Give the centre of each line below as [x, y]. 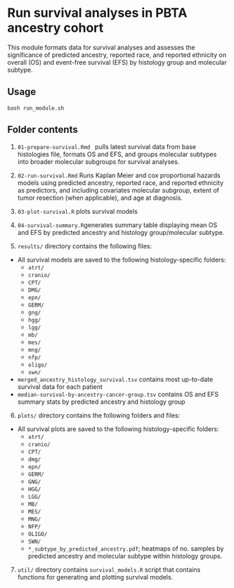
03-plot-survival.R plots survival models [78, 211]
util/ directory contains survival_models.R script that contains [109, 569]
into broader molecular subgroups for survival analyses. [98, 161]
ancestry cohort [56, 28]
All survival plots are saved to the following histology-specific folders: [118, 429]
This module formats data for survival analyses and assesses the [101, 47]
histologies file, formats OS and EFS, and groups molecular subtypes [117, 154]
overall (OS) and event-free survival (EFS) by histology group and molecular [117, 62]
